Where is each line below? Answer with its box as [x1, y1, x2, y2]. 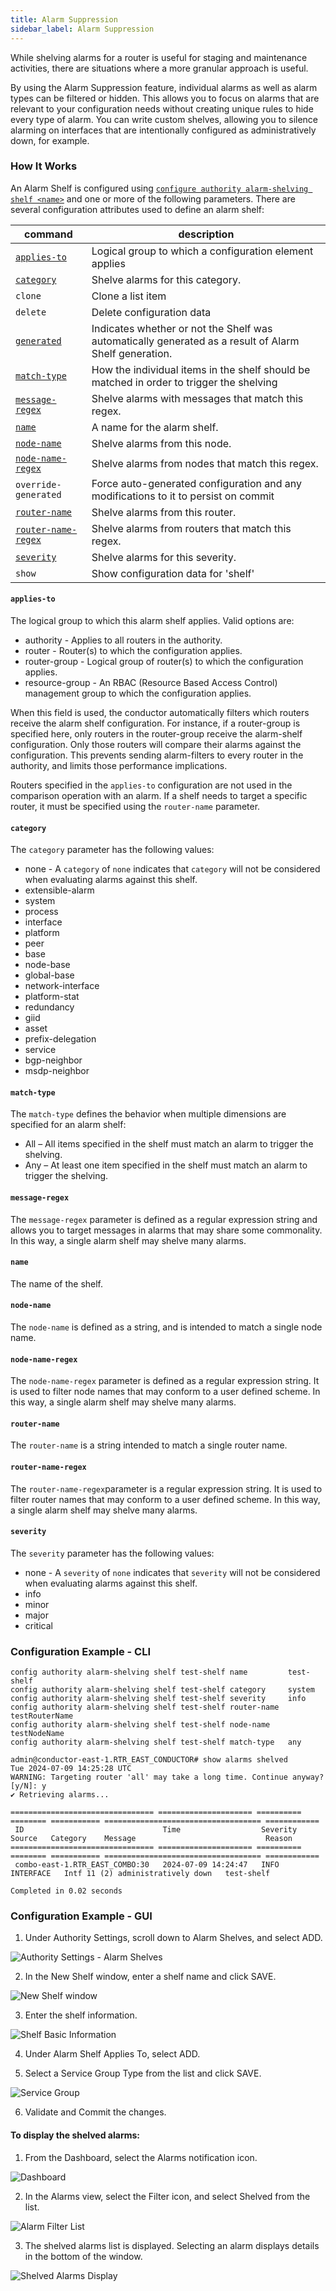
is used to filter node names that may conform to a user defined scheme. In [10, 1386, 321, 1398]
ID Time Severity [14, 1825, 298, 1835]
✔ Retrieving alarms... [10, 1790, 110, 1800]
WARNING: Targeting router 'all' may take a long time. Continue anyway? [10, 1772, 325, 1783]
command [24, 227, 73, 241]
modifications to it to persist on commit [91, 489, 275, 503]
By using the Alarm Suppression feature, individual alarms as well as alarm [10, 81, 318, 93]
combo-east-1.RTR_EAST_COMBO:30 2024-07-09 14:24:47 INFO [14, 1860, 280, 1870]
